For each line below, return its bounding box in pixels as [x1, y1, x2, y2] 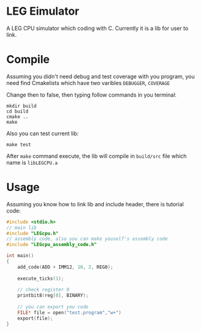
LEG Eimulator [6, 4, 79, 18]
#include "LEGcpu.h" [6, 230, 59, 236]
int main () [6, 253, 34, 259]
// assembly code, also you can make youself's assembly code [6, 236, 168, 242]
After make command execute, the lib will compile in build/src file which [6, 152, 187, 160]
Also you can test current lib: [6, 130, 79, 137]
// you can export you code [17, 304, 89, 310]
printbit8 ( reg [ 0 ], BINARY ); [17, 293, 89, 299]
